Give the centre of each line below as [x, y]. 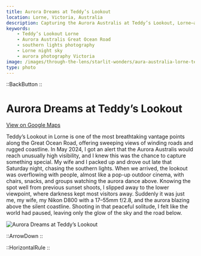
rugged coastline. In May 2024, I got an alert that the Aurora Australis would [100, 150]
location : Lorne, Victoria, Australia [54, 17]
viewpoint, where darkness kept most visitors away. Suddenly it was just [95, 194]
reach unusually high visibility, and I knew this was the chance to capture [96, 156]
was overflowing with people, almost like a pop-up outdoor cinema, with [95, 175]
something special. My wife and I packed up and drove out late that [89, 162]
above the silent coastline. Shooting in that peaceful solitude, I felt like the [97, 206]
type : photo [21, 67]
